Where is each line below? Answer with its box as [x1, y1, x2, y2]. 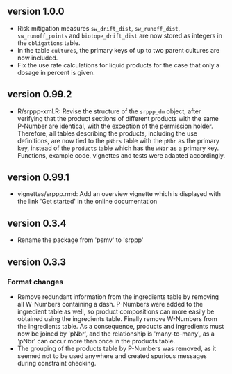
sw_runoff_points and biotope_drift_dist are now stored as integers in [17, 31, 222, 40]
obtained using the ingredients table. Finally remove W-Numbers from [17, 314, 217, 323]
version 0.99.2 [7, 88, 72, 100]
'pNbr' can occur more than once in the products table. [17, 336, 176, 345]
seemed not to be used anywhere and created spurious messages [17, 351, 207, 360]
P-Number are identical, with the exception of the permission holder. [17, 122, 213, 130]
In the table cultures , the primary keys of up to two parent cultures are [17, 46, 220, 54]
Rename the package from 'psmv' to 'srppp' [17, 236, 144, 244]
